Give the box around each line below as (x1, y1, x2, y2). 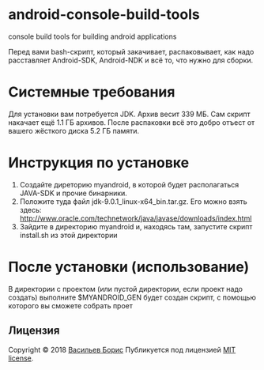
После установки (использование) (8, 259, 250, 276)
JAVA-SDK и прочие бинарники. (19, 188, 128, 198)
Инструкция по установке (8, 154, 190, 172)
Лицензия (8, 324, 60, 338)
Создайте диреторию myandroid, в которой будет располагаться (19, 179, 239, 189)
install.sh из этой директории (19, 230, 118, 240)
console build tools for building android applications (8, 32, 177, 41)
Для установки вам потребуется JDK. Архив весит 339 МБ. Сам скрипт (8, 109, 251, 119)
